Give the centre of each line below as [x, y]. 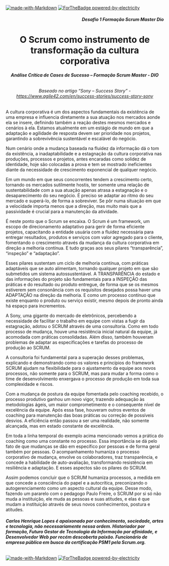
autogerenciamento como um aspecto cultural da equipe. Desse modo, [79, 488]
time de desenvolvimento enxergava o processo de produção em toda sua [82, 379]
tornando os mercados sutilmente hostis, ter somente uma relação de [77, 185]
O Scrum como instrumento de [85, 39]
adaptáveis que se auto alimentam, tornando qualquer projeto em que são [82, 268]
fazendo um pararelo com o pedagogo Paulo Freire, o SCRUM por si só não [83, 494]
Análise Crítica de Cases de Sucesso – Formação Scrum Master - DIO [85, 75]
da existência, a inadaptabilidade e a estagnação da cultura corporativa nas [84, 153]
